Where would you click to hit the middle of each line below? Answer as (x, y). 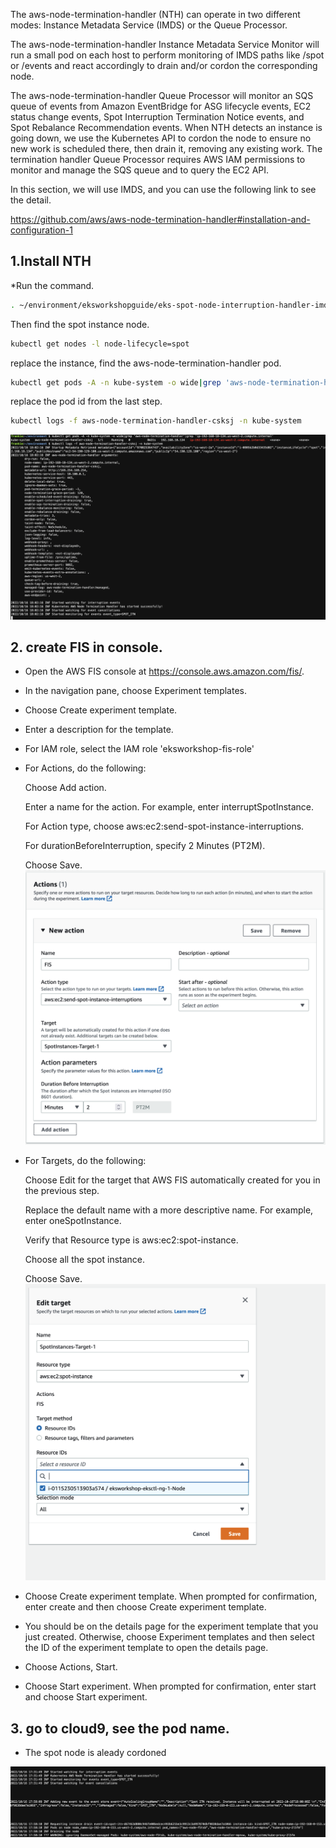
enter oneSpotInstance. (73, 1221)
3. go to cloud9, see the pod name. (120, 1728)
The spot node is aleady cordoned (95, 1753)
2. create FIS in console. (86, 647)
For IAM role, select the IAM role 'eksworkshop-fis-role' (139, 749)
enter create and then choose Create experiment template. (145, 1607)
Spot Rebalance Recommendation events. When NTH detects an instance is (166, 127)
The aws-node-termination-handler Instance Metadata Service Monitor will (165, 44)
